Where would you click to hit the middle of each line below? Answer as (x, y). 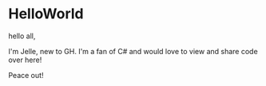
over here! (25, 60)
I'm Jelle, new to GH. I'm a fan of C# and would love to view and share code (133, 51)
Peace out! (26, 75)
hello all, (22, 36)
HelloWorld (46, 14)
